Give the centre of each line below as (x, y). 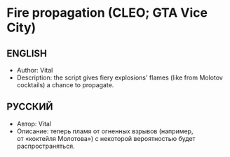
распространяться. (46, 146)
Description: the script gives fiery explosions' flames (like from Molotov (120, 77)
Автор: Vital (34, 124)
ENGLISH (27, 53)
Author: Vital (35, 70)
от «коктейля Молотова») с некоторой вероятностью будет (106, 138)
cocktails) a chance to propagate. (65, 85)
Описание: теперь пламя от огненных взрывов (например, (105, 131)
